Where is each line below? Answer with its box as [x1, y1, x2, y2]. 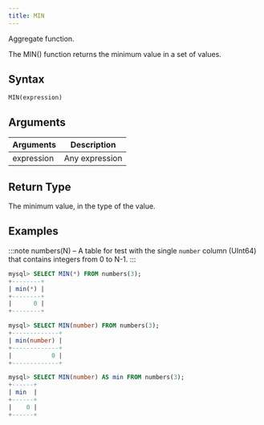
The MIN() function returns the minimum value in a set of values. [8, 49, 222, 59]
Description [70, 140, 116, 151]
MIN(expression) [8, 94, 63, 102]
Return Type [8, 180, 71, 193]
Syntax [8, 73, 45, 87]
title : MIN [8, 11, 45, 20]
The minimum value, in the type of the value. [8, 201, 156, 211]
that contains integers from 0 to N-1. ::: [8, 254, 136, 264]
